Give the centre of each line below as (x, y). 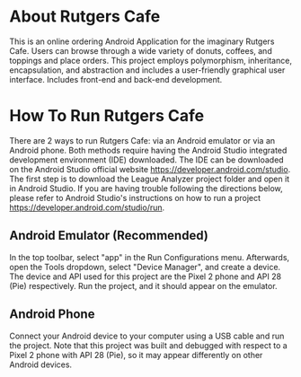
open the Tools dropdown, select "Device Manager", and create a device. (145, 267)
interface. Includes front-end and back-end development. (116, 79)
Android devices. (41, 364)
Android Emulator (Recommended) (109, 236)
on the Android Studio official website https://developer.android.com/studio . (150, 169)
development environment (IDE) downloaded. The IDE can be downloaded (147, 160)
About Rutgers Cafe (85, 17)
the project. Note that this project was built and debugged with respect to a (148, 345)
